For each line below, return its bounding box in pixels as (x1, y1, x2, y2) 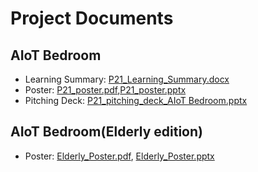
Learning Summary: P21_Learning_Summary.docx (24, 73, 230, 85)
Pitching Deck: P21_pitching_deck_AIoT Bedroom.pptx (24, 95, 248, 106)
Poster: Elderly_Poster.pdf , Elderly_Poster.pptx (24, 150, 215, 162)
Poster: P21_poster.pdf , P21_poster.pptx (24, 84, 187, 96)
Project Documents (10, 7, 174, 30)
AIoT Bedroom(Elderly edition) (10, 123, 203, 141)
